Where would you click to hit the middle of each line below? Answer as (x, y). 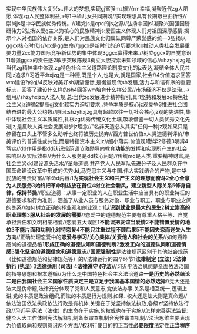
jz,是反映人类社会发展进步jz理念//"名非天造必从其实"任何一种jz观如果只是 (99, 126)
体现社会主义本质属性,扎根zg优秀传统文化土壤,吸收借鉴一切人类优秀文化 (98, 119)
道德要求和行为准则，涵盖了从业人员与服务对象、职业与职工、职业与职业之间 (99, 200)
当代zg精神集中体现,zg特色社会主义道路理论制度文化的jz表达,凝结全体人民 (96, 67)
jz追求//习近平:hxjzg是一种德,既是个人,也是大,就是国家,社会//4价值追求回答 (101, 75)
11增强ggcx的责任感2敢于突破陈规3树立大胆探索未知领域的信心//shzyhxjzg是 (98, 60)
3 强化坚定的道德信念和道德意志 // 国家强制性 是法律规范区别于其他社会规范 (100, 252)
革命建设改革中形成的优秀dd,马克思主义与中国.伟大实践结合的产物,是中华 (99, 171)
